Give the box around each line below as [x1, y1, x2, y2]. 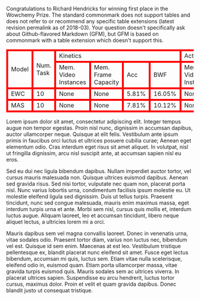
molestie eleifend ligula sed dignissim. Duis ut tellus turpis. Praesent [6, 193, 173, 200]
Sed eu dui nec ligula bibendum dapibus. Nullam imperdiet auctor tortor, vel [6, 168, 192, 175]
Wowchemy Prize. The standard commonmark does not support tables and [6, 11, 190, 18]
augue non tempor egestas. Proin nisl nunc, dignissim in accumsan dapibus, [6, 125, 193, 131]
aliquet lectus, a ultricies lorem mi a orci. [6, 218, 105, 225]
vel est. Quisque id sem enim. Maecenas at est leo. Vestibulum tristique [6, 243, 182, 249]
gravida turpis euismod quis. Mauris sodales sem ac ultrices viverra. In [6, 268, 180, 275]
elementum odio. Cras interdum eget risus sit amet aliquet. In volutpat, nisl [6, 143, 189, 150]
